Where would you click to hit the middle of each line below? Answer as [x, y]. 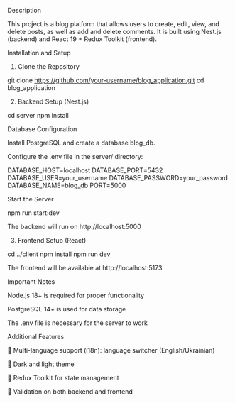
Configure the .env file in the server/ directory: [75, 156]
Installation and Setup [39, 53]
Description [24, 10]
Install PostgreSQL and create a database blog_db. [81, 143]
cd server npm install [38, 115]
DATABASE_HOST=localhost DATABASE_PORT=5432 [85, 170]
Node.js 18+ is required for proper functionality [76, 295]
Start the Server [31, 199]
